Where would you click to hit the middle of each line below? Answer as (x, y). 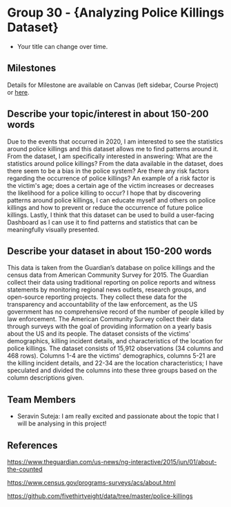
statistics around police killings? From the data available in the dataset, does (115, 163)
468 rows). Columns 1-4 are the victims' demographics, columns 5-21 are (111, 356)
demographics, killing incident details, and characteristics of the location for (115, 341)
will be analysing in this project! (62, 423)
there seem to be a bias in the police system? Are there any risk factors (108, 171)
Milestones (32, 68)
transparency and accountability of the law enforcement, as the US (102, 305)
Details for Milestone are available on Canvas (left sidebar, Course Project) (113, 85)
